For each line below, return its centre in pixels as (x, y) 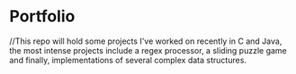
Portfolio (42, 16)
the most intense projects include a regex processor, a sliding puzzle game (148, 50)
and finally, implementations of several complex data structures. (128, 60)
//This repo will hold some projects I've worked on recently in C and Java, (146, 41)
